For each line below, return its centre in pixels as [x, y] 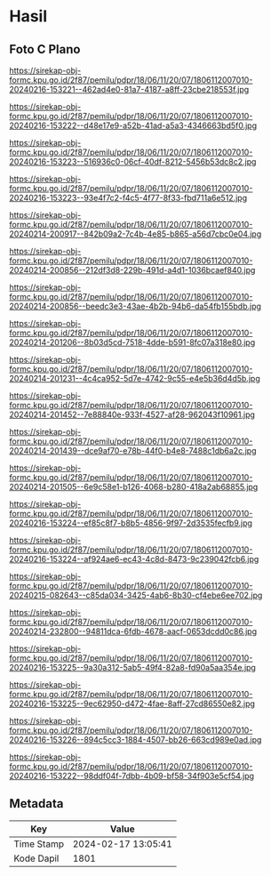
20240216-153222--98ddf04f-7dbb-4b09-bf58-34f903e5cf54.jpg [132, 776]
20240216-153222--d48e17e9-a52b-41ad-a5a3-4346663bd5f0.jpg [133, 125]
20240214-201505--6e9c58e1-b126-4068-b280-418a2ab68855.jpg [134, 487]
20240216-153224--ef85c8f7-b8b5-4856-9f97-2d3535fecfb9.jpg [131, 523]
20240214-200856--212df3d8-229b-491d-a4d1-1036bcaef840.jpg [132, 270]
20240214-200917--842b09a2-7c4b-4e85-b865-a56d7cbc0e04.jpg [135, 234]
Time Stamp [39, 844]
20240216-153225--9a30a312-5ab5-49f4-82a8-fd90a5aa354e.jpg [132, 667]
